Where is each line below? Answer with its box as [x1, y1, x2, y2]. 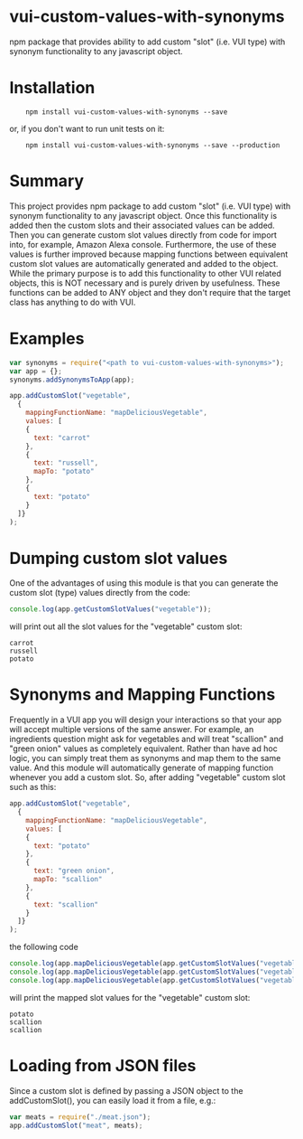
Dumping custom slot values [9, 548, 228, 569]
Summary [9, 171, 84, 192]
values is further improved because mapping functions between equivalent [9, 249, 289, 259]
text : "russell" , [32, 458, 99, 467]
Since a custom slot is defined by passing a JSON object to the [9, 1085, 243, 1096]
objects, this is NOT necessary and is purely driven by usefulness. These [9, 278, 280, 288]
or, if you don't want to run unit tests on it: [9, 123, 165, 134]
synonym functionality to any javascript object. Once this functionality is [9, 210, 278, 221]
